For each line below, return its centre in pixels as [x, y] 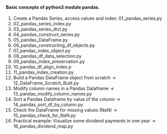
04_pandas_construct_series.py [46, 35]
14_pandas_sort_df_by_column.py [48, 105]
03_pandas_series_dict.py [40, 29]
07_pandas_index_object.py [42, 51]
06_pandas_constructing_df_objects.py [54, 45]
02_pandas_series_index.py [42, 24]
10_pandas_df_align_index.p [42, 67]
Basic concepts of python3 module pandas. [53, 7]
